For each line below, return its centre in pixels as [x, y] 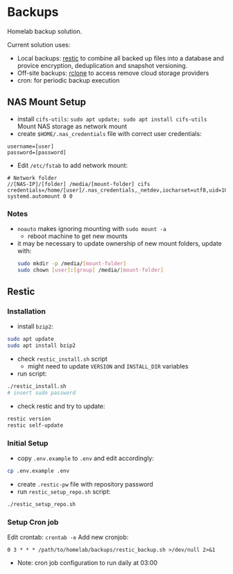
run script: [32, 374]
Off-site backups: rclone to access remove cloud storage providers [113, 73]
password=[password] [37, 152]
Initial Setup [28, 443]
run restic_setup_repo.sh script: [64, 491]
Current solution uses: [39, 44]
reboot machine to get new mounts [78, 236]
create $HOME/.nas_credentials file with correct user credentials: [110, 133]
